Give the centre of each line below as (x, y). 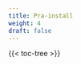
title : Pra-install (41, 16)
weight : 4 (25, 23)
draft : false (30, 30)
